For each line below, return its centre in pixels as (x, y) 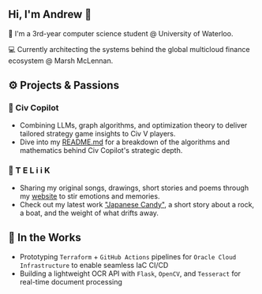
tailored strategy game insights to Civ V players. (97, 133)
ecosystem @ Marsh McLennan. (61, 61)
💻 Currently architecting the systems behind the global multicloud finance (129, 49)
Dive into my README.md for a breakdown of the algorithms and (125, 142)
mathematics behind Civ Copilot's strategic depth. (101, 150)
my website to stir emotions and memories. (90, 196)
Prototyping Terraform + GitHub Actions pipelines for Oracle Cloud (128, 256)
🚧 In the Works (45, 238)
